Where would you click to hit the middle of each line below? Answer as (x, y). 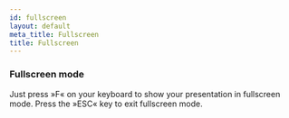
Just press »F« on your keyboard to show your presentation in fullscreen (145, 94)
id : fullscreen (38, 18)
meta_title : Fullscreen (54, 34)
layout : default (40, 26)
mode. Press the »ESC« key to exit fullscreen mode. (106, 104)
